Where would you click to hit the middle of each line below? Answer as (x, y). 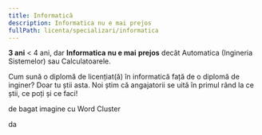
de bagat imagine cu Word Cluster (65, 109)
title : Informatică (41, 15)
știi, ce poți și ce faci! (43, 94)
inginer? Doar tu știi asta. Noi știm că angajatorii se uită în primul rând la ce (131, 85)
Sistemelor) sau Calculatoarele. (60, 61)
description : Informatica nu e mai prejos (80, 23)
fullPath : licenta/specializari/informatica (83, 30)
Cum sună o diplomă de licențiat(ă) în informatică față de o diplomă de (124, 77)
